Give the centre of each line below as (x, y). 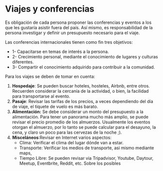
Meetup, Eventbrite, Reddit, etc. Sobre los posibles (70, 163)
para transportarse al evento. (41, 96)
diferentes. (23, 62)
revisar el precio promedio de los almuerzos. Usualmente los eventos (81, 122)
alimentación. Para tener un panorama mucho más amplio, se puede (80, 117)
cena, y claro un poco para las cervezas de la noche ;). (67, 132)
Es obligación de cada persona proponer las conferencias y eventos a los (78, 22)
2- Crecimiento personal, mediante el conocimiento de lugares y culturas (85, 56)
